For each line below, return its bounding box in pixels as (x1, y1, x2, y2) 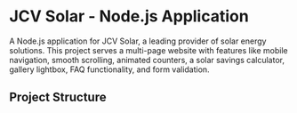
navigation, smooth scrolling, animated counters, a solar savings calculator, (9, 54, 285, 65)
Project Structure (9, 90, 107, 105)
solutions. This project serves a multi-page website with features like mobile (9, 44, 288, 55)
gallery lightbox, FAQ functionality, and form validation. (9, 64, 211, 75)
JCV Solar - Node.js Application (9, 6, 249, 27)
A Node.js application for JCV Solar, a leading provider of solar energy (9, 36, 267, 46)
